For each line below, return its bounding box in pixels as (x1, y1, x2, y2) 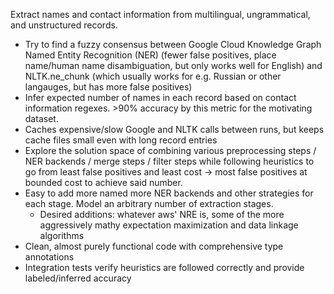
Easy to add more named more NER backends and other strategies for (24, 187, 314, 199)
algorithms (39, 230, 85, 241)
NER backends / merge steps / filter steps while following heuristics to (24, 155, 315, 167)
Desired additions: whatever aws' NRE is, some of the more (39, 209, 285, 220)
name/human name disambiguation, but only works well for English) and (24, 60, 323, 71)
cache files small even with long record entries (24, 134, 218, 146)
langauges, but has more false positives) (24, 81, 193, 93)
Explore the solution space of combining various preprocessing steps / (24, 145, 317, 156)
